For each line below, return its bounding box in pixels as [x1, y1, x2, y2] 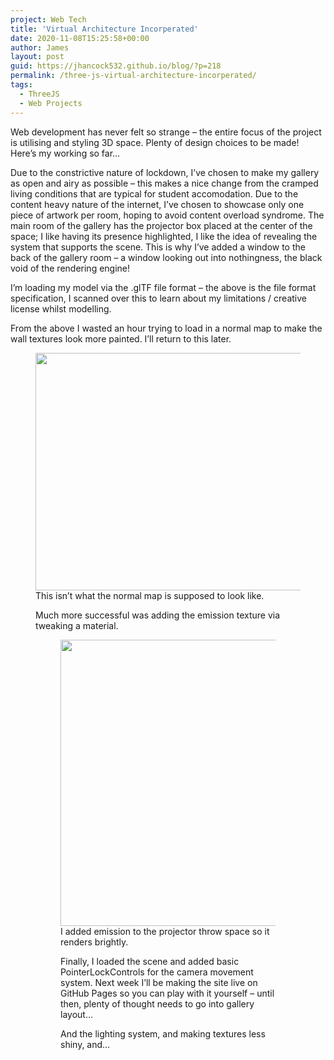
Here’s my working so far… [10, 147, 121, 159]
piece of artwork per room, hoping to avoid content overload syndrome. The [10, 209, 325, 221]
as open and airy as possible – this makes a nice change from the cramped [10, 177, 319, 189]
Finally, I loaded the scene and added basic [60, 955, 240, 967]
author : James [10, 42, 70, 53]
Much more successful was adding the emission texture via [35, 609, 281, 621]
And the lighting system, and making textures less [60, 1027, 266, 1040]
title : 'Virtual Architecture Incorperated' [10, 24, 199, 34]
